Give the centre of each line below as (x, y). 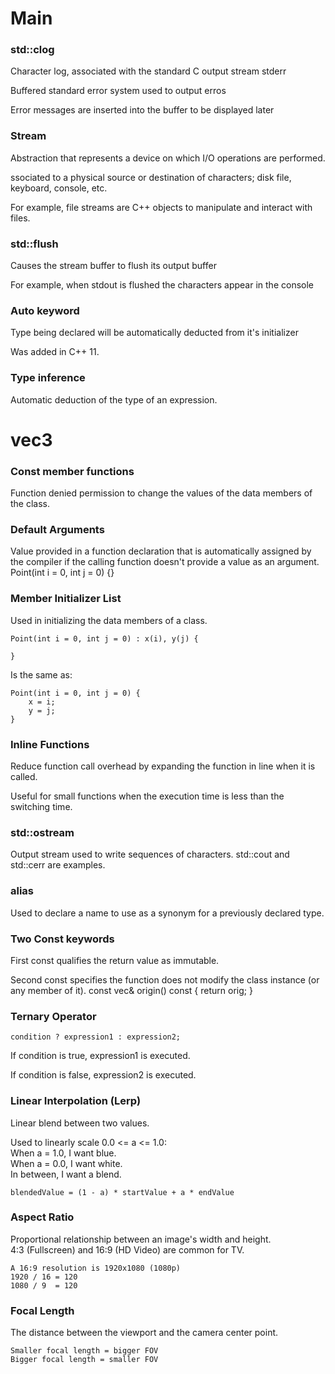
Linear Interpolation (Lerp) (76, 1101)
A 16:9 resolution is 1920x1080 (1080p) (96, 1268)
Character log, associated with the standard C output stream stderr (148, 71)
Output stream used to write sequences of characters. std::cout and (150, 854)
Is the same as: (41, 674)
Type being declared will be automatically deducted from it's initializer (154, 333)
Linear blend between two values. (80, 1123)
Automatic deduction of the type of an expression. (114, 399)
